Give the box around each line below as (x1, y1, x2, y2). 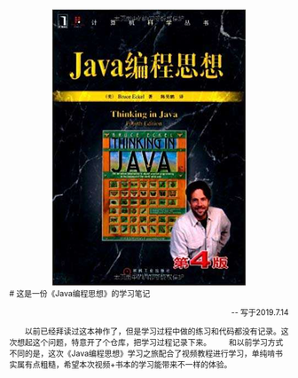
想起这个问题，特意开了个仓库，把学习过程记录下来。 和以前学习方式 (16, 337, 284, 347)
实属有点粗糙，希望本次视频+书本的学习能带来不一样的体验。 (9, 359, 232, 369)
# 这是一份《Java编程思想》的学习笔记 (9, 288, 151, 298)
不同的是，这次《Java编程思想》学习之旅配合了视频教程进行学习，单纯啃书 (9, 348, 284, 358)
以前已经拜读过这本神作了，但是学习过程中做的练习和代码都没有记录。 (24, 326, 281, 336)
